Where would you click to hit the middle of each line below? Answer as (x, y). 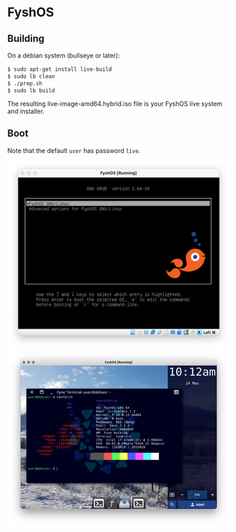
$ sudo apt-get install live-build (60, 69)
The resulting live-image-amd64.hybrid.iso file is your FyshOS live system (115, 104)
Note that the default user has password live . (74, 150)
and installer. (26, 111)
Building (26, 39)
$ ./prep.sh (25, 84)
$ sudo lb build (31, 91)
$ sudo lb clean (31, 77)
